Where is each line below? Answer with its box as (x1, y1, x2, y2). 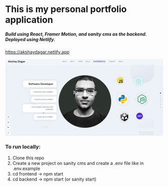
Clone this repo (12, 154, 44, 161)
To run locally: (5, 143, 41, 150)
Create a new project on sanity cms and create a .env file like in (12, 160, 144, 166)
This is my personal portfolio (5, 4, 127, 15)
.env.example (12, 165, 41, 171)
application (5, 14, 54, 26)
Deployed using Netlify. (5, 36, 56, 42)
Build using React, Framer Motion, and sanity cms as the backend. (5, 31, 147, 37)
